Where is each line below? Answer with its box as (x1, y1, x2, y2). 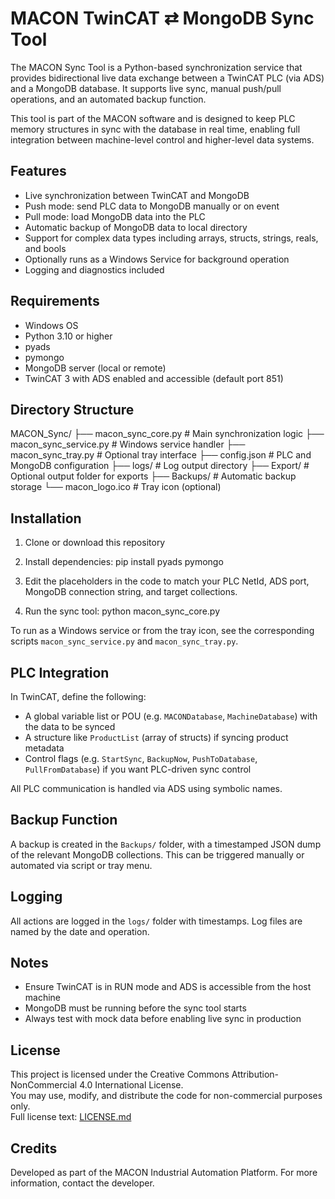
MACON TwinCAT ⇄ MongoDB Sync (10, 7, 315, 30)
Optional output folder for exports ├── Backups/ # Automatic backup (10, 470, 297, 482)
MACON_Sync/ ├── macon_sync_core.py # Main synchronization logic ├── (10, 428, 325, 440)
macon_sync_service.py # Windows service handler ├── (10, 438, 246, 451)
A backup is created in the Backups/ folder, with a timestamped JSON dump (10, 838, 322, 850)
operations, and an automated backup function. (10, 93, 207, 105)
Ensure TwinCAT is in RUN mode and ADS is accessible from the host (24, 981, 312, 993)
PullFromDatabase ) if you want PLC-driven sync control (24, 763, 252, 775)
